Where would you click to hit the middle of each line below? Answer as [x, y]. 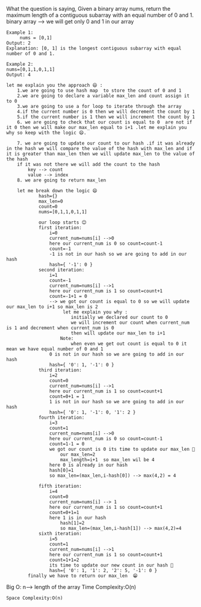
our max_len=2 [78, 454]
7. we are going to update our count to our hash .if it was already [106, 143]
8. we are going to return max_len [62, 180]
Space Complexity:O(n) [35, 598]
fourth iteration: [61, 418]
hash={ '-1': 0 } [71, 265]
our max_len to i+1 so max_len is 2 [52, 307]
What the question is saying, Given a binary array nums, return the [88, 9]
